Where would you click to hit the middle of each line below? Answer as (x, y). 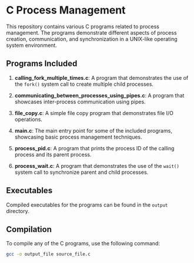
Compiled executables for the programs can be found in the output (87, 205)
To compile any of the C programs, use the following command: (83, 244)
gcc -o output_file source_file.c (48, 254)
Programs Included (42, 64)
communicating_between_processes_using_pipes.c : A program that (99, 95)
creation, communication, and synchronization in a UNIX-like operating (92, 39)
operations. (29, 119)
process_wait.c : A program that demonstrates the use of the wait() (97, 166)
